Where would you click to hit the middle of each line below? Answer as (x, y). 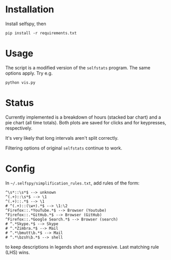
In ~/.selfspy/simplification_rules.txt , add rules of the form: (72, 183)
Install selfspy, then (26, 24)
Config (20, 169)
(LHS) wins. (17, 252)
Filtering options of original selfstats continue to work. (64, 148)
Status (20, 103)
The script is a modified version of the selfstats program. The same (78, 67)
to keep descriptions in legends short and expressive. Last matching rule (82, 247)
